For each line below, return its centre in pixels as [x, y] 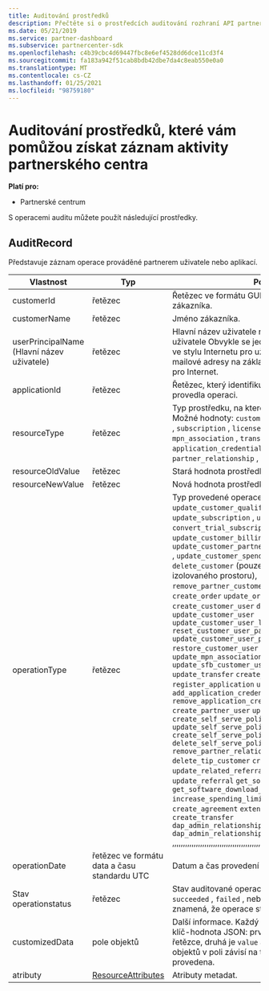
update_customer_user [213, 615]
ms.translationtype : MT [48, 68]
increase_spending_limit [219, 799]
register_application [213, 685]
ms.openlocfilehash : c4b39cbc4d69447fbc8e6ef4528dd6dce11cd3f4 [116, 53]
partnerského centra [78, 164]
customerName [41, 319]
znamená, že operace [213, 909]
